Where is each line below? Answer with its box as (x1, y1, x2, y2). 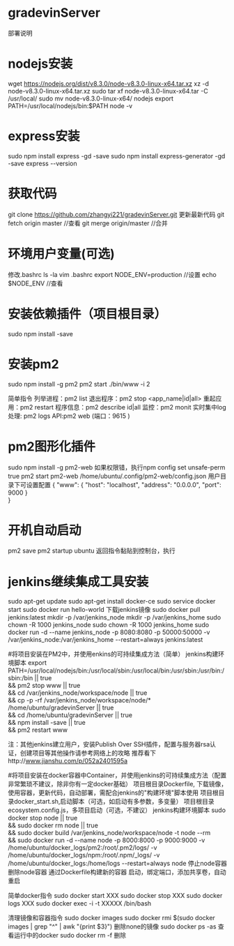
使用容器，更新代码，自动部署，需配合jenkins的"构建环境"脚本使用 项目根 (8, 788, 219, 797)
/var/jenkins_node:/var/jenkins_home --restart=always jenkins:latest (8, 636, 203, 644)
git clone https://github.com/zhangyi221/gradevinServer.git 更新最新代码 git (8, 210, 225, 218)
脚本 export (13, 659, 47, 667)
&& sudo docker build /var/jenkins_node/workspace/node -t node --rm (8, 829, 211, 837)
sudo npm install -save (8, 329, 74, 338)
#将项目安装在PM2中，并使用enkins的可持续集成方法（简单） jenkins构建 (8, 650, 219, 659)
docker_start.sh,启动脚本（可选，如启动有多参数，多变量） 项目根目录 (13, 797, 214, 806)
